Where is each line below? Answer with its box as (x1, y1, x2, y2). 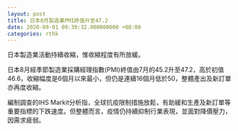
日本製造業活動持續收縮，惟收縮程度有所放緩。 (7, 50, 144, 59)
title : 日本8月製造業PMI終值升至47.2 (7, 17, 109, 24)
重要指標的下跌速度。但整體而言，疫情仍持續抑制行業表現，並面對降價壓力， (7, 107, 232, 115)
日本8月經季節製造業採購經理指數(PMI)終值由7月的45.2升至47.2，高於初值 (7, 65, 225, 74)
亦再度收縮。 (7, 83, 45, 92)
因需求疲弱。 (7, 116, 45, 125)
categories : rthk (7, 30, 59, 38)
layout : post (7, 10, 46, 18)
